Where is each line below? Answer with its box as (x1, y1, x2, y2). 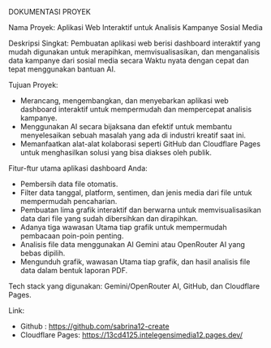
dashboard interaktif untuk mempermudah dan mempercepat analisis (19, 105, 252, 114)
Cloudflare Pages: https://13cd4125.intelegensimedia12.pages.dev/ (19, 330, 243, 340)
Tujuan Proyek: (8, 80, 58, 89)
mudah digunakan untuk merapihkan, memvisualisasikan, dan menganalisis (8, 47, 260, 56)
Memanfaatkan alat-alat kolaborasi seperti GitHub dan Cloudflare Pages (19, 139, 261, 149)
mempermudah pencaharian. (19, 197, 118, 206)
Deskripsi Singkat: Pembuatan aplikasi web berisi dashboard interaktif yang (8, 38, 261, 48)
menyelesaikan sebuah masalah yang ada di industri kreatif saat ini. (19, 130, 246, 140)
